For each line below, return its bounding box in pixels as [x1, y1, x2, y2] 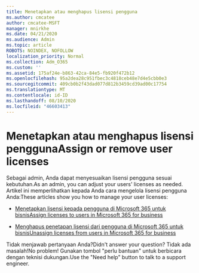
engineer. [6, 260, 30, 267]
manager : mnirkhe [6, 25, 50, 32]
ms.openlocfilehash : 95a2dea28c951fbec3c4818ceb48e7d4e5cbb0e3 [6, 75, 167, 81]
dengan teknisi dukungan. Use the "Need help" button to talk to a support [6, 254, 186, 261]
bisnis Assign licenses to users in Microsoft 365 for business [14, 211, 163, 219]
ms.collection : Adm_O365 [6, 59, 68, 65]
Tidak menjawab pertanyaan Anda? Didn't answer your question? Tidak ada [6, 241, 191, 248]
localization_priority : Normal [6, 53, 84, 59]
